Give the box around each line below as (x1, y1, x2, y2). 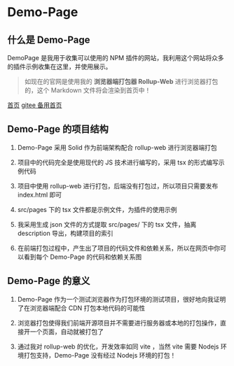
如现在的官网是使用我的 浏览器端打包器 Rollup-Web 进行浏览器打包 (24, 78, 219, 85)
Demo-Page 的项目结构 (7, 123, 109, 135)
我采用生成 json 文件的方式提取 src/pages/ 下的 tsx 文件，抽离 (17, 220, 197, 228)
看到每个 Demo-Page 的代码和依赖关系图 (23, 253, 142, 261)
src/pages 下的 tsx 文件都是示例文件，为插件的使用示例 (17, 205, 177, 213)
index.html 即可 (17, 190, 62, 199)
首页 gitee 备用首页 (7, 101, 62, 109)
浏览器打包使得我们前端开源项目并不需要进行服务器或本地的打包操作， (17, 318, 221, 327)
